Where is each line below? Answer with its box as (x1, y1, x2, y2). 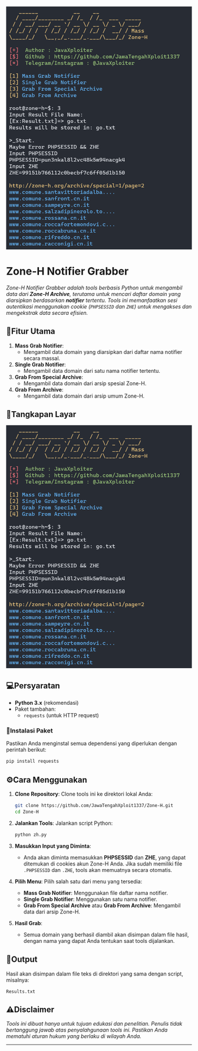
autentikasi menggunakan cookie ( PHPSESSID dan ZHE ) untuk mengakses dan (6, 302, 192, 310)
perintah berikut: (6, 746, 47, 753)
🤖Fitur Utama (6, 326, 55, 337)
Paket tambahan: (14, 705, 56, 712)
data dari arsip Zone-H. (23, 908, 81, 915)
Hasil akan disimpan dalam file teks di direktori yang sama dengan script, (6, 970, 184, 977)
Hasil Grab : (14, 919, 43, 926)
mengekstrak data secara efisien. (6, 309, 88, 316)
